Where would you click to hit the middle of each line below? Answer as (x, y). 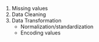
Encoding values (40, 33)
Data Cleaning (29, 14)
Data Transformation (36, 20)
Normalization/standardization (57, 26)
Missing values (30, 8)
